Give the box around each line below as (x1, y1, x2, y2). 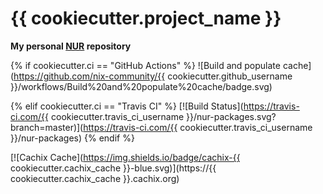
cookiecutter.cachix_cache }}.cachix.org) (10, 172, 180, 184)
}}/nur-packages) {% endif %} (10, 132, 135, 144)
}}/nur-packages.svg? (186, 110, 277, 122)
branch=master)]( (10, 121, 84, 133)
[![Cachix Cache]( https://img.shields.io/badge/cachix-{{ (10, 151, 241, 163)
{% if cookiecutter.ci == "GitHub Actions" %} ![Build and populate (10, 59, 281, 71)
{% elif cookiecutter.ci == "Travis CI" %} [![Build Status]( (10, 100, 244, 112)
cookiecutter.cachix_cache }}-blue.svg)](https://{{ (10, 162, 217, 174)
